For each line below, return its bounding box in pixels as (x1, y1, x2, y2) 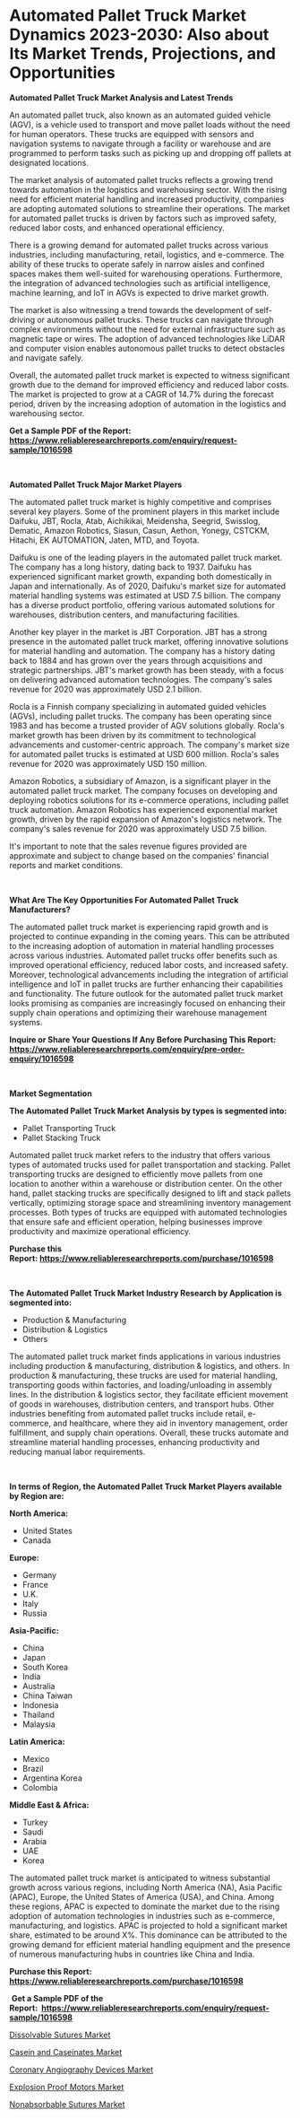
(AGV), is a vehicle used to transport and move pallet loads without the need (9, 118, 291, 130)
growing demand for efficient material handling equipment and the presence (9, 1939, 291, 1949)
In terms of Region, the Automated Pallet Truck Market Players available (9, 1481, 282, 1492)
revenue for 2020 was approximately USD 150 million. (9, 758, 208, 769)
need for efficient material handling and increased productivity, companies (9, 194, 285, 205)
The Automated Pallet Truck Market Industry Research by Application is (9, 1287, 282, 1298)
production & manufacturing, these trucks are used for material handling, (9, 1370, 279, 1381)
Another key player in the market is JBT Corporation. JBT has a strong (9, 626, 268, 637)
